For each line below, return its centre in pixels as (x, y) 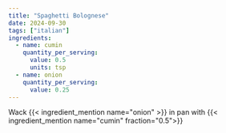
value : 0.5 (48, 61)
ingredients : (30, 38)
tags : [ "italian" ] (39, 30)
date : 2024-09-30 (37, 23)
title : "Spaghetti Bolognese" (59, 16)
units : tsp (48, 68)
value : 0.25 (49, 90)
